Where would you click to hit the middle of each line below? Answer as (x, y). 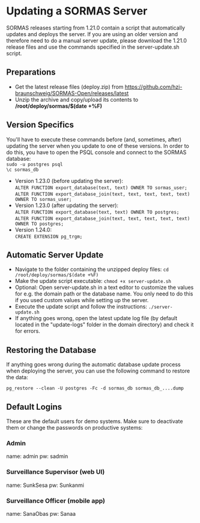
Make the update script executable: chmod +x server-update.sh (93, 281)
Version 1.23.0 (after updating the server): (67, 205)
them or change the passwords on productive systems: (74, 428)
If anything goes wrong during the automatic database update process (94, 365)
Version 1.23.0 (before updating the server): (69, 181)
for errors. (27, 331)
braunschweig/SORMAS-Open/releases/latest (72, 93)
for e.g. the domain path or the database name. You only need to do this (104, 294)
